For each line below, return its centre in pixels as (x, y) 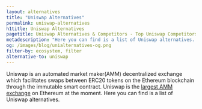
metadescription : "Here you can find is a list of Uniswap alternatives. (101, 40)
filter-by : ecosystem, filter (44, 51)
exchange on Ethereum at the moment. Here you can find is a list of (90, 93)
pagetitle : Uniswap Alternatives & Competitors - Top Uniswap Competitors (102, 34)
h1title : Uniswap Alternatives (45, 29)
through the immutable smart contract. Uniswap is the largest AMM (90, 86)
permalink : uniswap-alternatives (48, 23)
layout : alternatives (33, 12)
